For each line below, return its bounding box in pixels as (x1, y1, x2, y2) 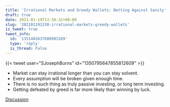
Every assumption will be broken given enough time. (12, 75, 124, 81)
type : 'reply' (10, 41, 40, 46)
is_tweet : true (5, 27, 38, 32)
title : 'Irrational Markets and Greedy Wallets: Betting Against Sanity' (5, 7, 167, 13)
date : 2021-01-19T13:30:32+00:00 (5, 17, 77, 22)
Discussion (5, 96, 29, 102)
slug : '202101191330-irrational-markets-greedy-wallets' (5, 22, 130, 27)
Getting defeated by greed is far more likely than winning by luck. (12, 86, 152, 93)
